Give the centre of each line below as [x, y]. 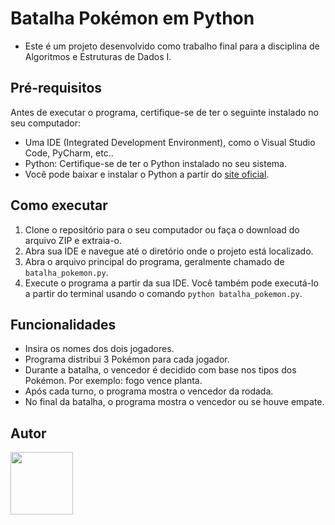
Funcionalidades [63, 324]
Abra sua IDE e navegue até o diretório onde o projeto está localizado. [169, 251]
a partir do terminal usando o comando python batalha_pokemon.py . [163, 293]
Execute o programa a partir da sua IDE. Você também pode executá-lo [171, 283]
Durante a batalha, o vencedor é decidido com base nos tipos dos [160, 370]
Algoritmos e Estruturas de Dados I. [98, 56]
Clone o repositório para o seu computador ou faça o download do [162, 229]
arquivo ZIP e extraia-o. [73, 240]
